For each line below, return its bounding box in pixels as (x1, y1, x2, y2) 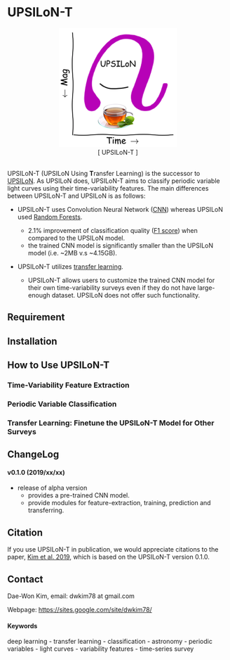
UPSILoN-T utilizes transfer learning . (17, 262, 124, 271)
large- (197, 283, 215, 292)
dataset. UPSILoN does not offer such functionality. (51, 291, 201, 299)
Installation (7, 335, 57, 347)
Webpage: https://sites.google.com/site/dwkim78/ (7, 606, 152, 614)
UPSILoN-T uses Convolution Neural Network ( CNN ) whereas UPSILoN (17, 205, 223, 213)
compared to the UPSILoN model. (27, 234, 125, 242)
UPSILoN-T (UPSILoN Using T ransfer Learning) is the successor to (7, 169, 201, 177)
